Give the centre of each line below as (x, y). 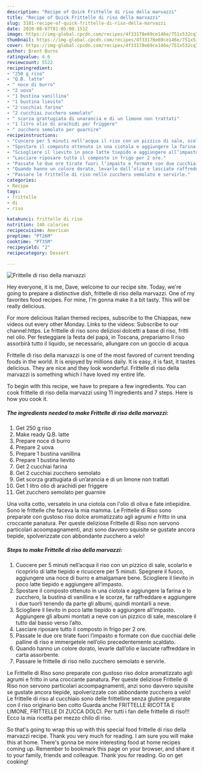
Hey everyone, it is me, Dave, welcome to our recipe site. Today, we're (94, 287)
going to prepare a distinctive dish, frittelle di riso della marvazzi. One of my (101, 293)
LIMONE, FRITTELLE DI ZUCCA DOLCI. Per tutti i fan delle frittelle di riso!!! (98, 712)
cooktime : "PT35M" (30, 242)
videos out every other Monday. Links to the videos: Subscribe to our (92, 324)
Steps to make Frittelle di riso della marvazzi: (65, 549)
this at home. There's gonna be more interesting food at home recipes (94, 743)
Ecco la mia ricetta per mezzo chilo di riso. (60, 718)
